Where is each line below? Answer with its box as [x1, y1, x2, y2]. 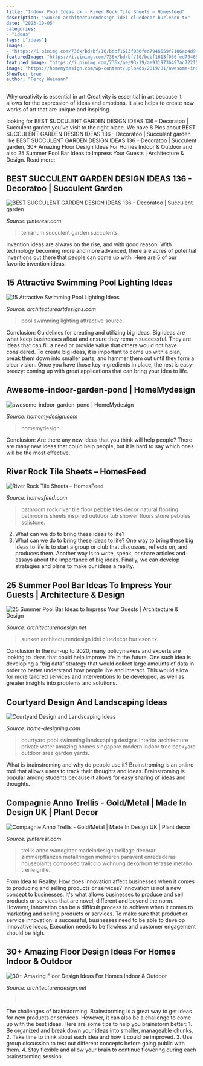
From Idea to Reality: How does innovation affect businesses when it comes [6, 878, 195, 885]
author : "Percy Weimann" [6, 76, 69, 82]
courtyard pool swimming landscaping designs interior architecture [21, 736, 188, 744]
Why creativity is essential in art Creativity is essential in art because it [6, 93, 182, 100]
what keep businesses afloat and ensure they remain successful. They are [6, 335, 192, 342]
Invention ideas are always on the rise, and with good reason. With [6, 240, 172, 248]
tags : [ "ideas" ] [6, 37, 47, 43]
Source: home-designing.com [6, 725, 80, 732]
